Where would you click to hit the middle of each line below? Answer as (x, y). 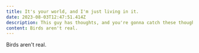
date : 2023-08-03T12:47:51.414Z (46, 17)
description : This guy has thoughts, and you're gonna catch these (91, 22)
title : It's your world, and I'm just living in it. (73, 11)
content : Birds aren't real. (42, 28)
